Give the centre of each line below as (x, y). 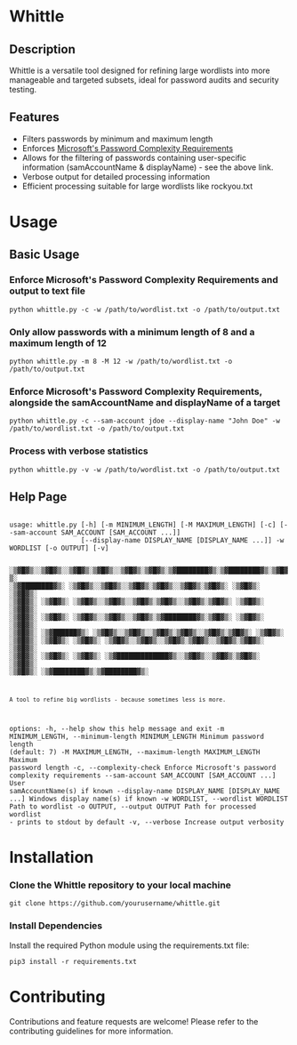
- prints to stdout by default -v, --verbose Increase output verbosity (147, 822)
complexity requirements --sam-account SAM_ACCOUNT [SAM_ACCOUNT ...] (143, 776)
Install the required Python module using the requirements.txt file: (129, 945)
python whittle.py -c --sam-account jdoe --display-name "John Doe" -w (144, 421)
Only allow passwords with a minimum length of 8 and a (132, 332)
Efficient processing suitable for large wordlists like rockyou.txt (137, 186)
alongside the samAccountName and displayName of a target (145, 402)
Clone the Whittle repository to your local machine (120, 885)
